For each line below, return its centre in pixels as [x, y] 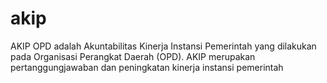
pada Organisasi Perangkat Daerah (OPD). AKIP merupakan [133, 56]
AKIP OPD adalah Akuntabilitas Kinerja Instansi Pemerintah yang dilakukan [163, 46]
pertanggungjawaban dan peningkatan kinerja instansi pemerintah [147, 67]
